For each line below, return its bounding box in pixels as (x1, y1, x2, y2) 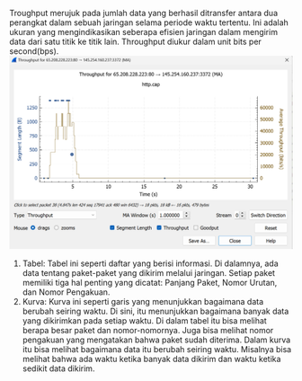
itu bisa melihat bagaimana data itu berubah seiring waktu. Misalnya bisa (22, 344, 292, 355)
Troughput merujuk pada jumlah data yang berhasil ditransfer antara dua (9, 8, 279, 18)
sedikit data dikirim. (22, 363, 95, 374)
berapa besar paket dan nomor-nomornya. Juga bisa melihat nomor (22, 325, 274, 336)
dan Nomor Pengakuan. (22, 287, 111, 297)
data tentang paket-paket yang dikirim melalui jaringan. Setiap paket (22, 268, 276, 279)
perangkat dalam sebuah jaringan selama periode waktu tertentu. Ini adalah (9, 17, 289, 28)
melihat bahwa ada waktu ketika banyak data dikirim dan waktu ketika (22, 354, 281, 365)
